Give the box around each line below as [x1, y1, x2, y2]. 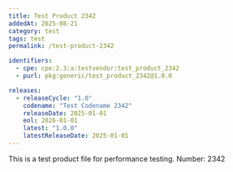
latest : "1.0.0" [23, 124, 79, 132]
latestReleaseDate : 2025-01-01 [23, 131, 129, 140]
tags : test [8, 34, 45, 43]
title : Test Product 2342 [8, 11, 96, 20]
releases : [8, 86, 42, 94]
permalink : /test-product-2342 [8, 42, 114, 50]
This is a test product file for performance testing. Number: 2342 [8, 153, 226, 163]
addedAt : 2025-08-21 [8, 19, 79, 28]
